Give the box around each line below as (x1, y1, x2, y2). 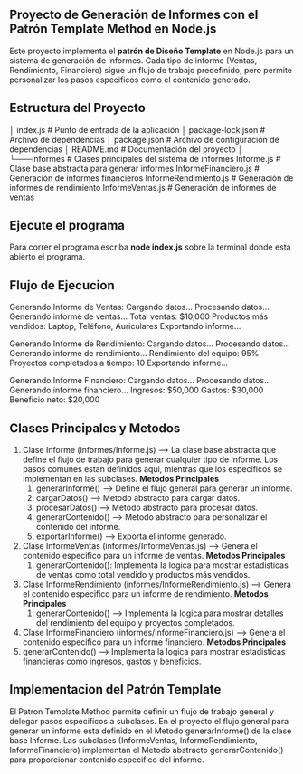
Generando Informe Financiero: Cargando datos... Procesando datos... (9, 375, 271, 386)
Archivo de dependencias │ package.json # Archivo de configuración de (9, 134, 279, 145)
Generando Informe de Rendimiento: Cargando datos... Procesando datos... (9, 338, 291, 349)
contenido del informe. (35, 522, 121, 533)
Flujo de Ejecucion (9, 278, 115, 293)
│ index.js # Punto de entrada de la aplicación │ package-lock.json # (9, 124, 266, 135)
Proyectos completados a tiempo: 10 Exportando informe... (9, 357, 229, 369)
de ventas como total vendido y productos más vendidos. (35, 570, 251, 580)
